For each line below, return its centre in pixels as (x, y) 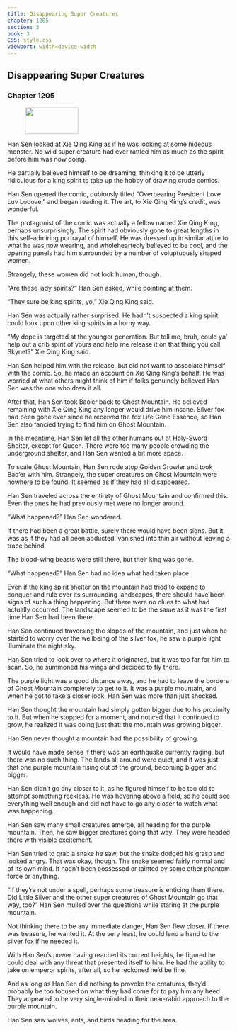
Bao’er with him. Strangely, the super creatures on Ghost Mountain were (112, 474)
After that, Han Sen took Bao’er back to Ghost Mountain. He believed (107, 402)
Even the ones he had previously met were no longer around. (96, 503)
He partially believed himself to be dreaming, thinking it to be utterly (106, 173)
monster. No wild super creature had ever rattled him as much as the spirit (116, 151)
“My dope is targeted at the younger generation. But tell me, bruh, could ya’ (117, 337)
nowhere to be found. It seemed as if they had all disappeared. (99, 482)
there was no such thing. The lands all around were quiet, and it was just (113, 760)
